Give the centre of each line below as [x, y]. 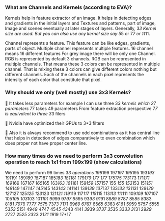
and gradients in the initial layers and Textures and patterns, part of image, [81, 23]
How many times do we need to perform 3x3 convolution [74, 156]
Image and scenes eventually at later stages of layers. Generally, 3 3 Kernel [81, 28]
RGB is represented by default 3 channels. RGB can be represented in [76, 59]
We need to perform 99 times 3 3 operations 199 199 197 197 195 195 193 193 [80, 172]
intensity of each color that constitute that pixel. [54, 80]
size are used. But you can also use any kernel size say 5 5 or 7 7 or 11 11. [78, 34]
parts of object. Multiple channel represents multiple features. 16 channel [79, 49]
